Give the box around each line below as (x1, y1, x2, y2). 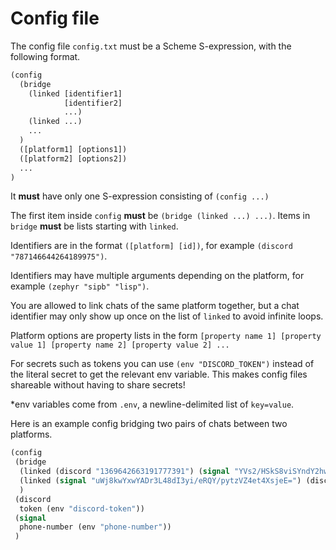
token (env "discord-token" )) (19, 503, 145, 514)
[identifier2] (63, 98, 123, 108)
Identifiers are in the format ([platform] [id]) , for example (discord (10, 240, 293, 252)
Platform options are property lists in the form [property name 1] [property (10, 330, 322, 342)
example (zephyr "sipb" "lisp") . (10, 280, 150, 292)
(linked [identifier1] (28, 88, 123, 99)
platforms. (10, 428, 53, 441)
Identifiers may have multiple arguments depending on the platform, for (10, 270, 305, 282)
